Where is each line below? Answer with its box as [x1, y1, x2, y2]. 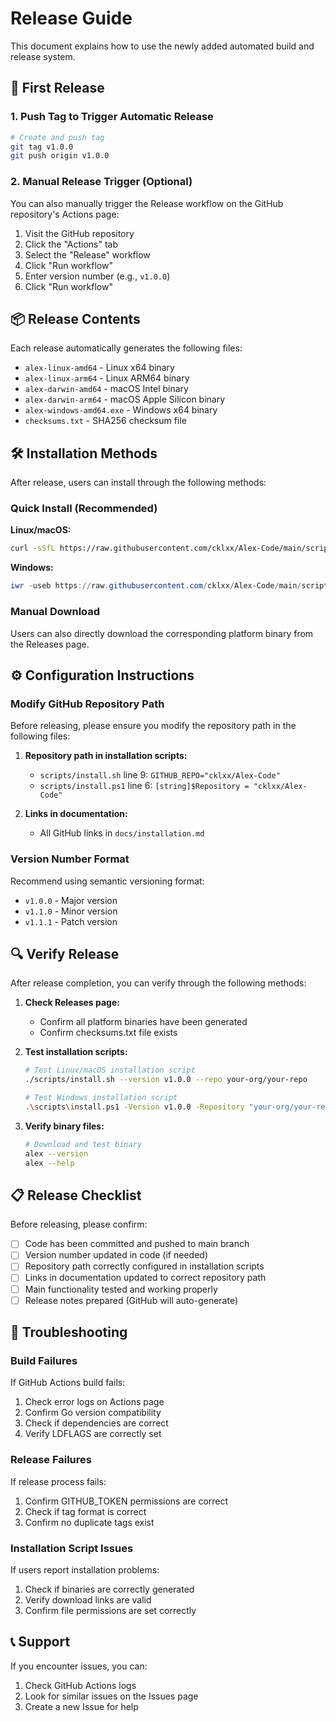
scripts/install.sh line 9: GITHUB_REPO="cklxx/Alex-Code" [39, 769, 281, 781]
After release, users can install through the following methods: [10, 477, 267, 489]
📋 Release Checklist [10, 1187, 142, 1204]
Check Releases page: [24, 997, 120, 1009]
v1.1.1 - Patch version [24, 915, 118, 927]
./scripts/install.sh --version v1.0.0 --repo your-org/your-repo [24, 1075, 308, 1085]
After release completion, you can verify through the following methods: [10, 977, 307, 989]
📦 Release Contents [10, 310, 141, 327]
